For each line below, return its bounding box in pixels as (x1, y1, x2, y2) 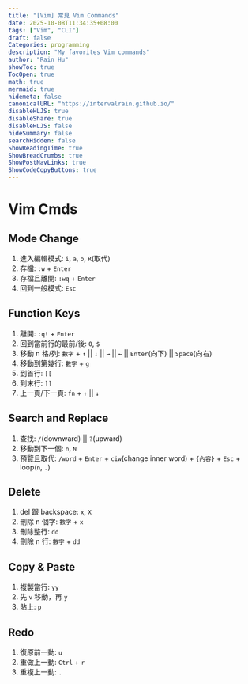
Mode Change (8, 231, 79, 245)
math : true (8, 78, 44, 85)
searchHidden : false (8, 136, 77, 145)
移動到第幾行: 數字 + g (19, 358, 89, 368)
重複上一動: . (19, 667, 62, 677)
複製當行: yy (19, 583, 59, 592)
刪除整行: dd (19, 527, 59, 537)
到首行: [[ (19, 368, 53, 378)
